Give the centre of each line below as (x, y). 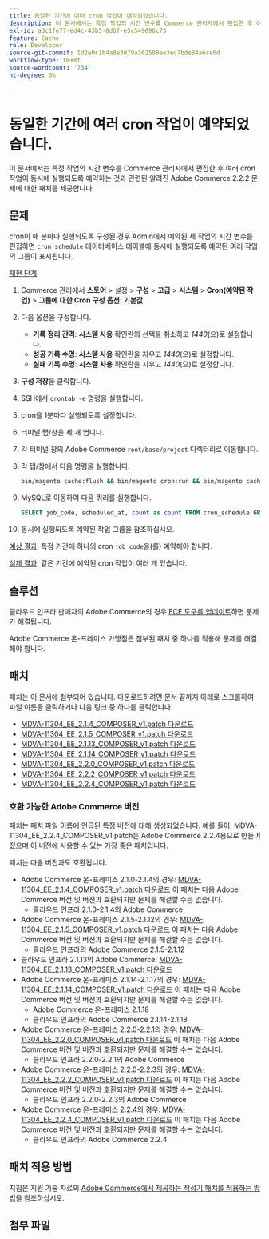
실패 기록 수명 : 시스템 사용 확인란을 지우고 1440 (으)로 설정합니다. (133, 364)
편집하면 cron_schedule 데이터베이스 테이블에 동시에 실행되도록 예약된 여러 (126, 246)
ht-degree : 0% (33, 75)
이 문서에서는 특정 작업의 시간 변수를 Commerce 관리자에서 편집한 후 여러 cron (133, 168)
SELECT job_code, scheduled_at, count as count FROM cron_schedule (135, 513)
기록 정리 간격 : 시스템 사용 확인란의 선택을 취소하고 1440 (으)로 (129, 334)
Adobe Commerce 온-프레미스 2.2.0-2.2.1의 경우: (99, 1029)
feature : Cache (34, 38)
